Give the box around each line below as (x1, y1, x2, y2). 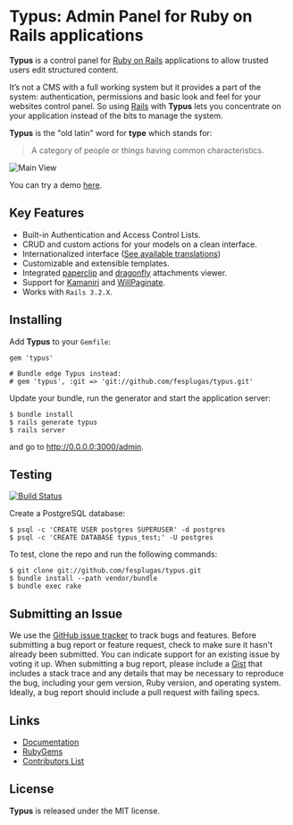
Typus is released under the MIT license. (9, 805, 161, 816)
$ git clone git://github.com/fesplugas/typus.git (9, 566, 202, 575)
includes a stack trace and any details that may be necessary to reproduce (9, 668, 284, 679)
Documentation (21, 736, 80, 747)
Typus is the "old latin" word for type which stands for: (9, 127, 213, 138)
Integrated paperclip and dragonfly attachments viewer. (21, 267, 228, 278)
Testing (9, 467, 53, 482)
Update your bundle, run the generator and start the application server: (9, 392, 271, 404)
